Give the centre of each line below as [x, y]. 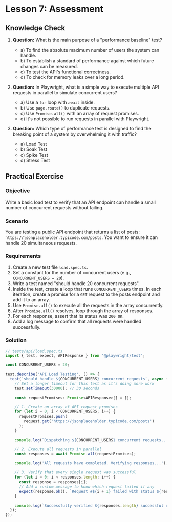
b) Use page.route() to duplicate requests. [65, 108]
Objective [18, 191]
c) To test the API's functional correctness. [66, 72]
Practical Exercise [35, 176]
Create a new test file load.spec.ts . [50, 267]
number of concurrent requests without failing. [55, 207]
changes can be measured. [49, 66]
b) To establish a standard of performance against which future [87, 61]
